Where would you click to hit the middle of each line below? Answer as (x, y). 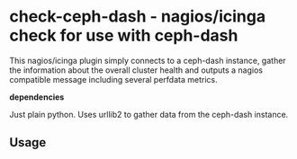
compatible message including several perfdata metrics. (113, 79)
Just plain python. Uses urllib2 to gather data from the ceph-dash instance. (149, 114)
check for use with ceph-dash (124, 35)
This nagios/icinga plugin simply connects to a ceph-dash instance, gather (148, 60)
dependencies (37, 97)
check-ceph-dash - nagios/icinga (138, 17)
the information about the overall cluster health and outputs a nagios (136, 70)
